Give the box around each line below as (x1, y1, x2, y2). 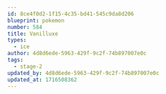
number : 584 (7, 23, 42, 30)
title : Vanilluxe (7, 30, 59, 37)
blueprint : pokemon (7, 17, 65, 24)
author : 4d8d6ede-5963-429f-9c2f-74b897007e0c (7, 50, 147, 57)
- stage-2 (13, 63, 42, 70)
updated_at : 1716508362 (7, 76, 78, 83)
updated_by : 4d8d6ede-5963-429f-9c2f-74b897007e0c (7, 69, 160, 76)
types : (7, 37, 27, 44)
